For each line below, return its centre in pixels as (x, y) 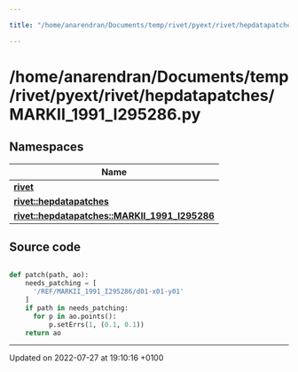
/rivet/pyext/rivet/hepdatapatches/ (142, 95)
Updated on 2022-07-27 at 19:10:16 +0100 (86, 358)
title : (21, 25)
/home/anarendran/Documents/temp (149, 77)
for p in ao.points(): (74, 316)
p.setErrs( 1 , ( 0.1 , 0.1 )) (96, 324)
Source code (45, 248)
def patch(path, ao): (49, 275)
